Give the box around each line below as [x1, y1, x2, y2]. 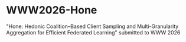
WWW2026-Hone [6, 3, 97, 17]
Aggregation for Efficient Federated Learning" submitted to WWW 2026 [6, 29, 181, 36]
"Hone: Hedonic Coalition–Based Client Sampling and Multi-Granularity [6, 23, 179, 30]
